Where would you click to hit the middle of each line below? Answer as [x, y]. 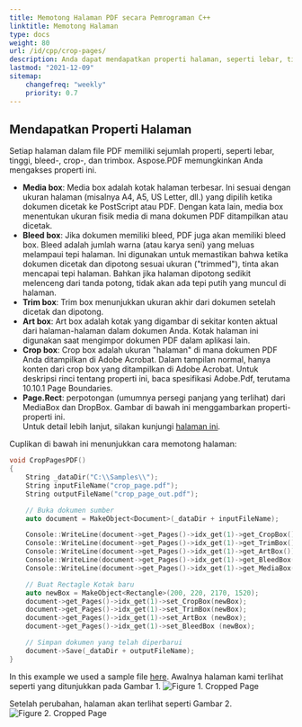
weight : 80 [30, 43]
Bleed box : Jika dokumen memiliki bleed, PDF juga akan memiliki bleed [154, 236]
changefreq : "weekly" [66, 85]
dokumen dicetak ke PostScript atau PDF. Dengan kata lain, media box [153, 207]
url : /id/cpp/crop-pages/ [58, 51]
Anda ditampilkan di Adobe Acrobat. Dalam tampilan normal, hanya [147, 360]
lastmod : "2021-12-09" [52, 68]
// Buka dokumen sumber [70, 510]
